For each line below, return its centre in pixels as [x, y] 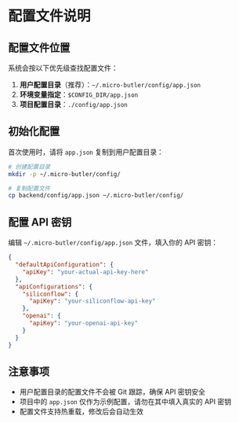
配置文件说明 [50, 16]
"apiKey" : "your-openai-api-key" [83, 323]
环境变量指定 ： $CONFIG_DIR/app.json [79, 94]
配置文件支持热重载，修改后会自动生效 [81, 412]
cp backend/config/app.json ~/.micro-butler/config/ [96, 196]
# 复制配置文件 [29, 188]
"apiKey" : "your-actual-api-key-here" [85, 272]
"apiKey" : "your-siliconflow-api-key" [92, 301]
